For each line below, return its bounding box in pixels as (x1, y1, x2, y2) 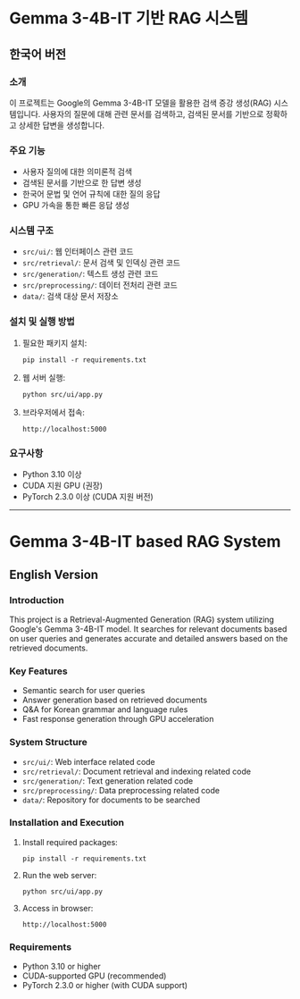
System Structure (9, 736, 87, 749)
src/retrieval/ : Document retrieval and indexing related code (21, 766, 252, 777)
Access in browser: (21, 902, 94, 913)
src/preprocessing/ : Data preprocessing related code (21, 785, 221, 795)
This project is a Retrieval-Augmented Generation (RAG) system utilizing (9, 614, 275, 625)
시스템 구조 (9, 224, 54, 237)
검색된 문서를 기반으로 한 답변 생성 (21, 178, 142, 189)
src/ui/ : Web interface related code (21, 756, 156, 767)
